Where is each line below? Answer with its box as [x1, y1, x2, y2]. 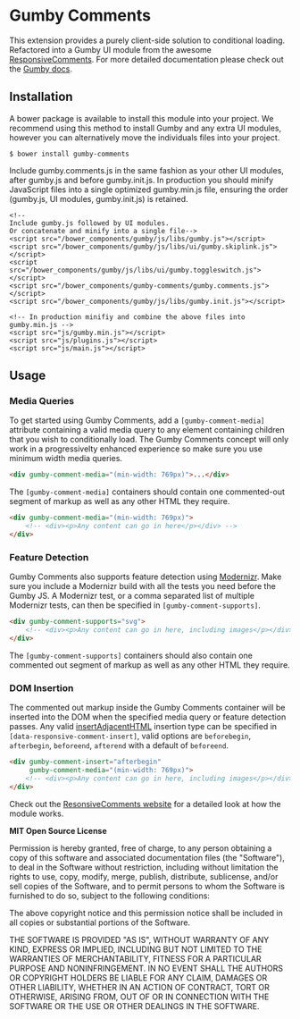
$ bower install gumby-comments [9, 149, 129, 158]
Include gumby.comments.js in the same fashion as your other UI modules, [9, 164, 284, 175]
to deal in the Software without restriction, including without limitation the [9, 862, 279, 872]
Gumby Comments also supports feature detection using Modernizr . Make [9, 571, 282, 582]
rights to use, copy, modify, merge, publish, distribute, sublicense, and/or [9, 871, 279, 881]
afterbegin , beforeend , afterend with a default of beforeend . [9, 740, 229, 751]
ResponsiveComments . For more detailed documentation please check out [9, 54, 284, 64]
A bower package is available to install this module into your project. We [9, 113, 274, 123]
